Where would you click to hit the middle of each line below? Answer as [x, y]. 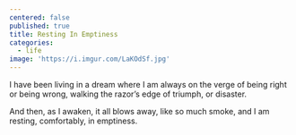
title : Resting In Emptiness [64, 34]
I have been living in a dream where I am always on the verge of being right [148, 84]
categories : [31, 42]
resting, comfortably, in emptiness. [74, 121]
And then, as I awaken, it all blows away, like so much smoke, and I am [139, 111]
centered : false [39, 17]
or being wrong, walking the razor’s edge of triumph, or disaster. [128, 94]
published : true [39, 26]
